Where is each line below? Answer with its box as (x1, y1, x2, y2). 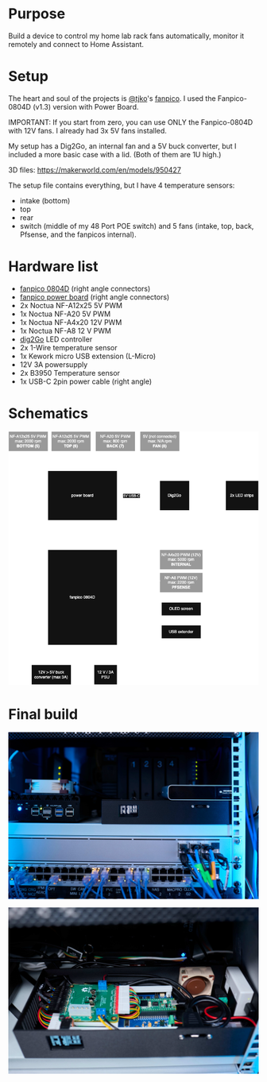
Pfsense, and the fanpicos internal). (19, 230, 137, 239)
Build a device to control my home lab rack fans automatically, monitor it (8, 31, 245, 41)
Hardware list (8, 257, 99, 276)
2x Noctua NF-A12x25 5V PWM (19, 300, 123, 310)
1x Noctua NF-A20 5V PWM (19, 309, 111, 319)
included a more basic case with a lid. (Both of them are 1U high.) (8, 149, 222, 159)
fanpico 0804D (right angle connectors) (19, 284, 151, 293)
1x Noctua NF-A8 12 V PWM (19, 326, 111, 335)
